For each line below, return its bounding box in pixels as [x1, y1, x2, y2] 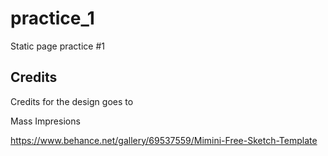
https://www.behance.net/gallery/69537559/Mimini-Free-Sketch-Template [10, 134, 318, 146]
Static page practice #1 [10, 40, 105, 52]
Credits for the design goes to [10, 95, 134, 107]
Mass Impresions [10, 115, 81, 127]
